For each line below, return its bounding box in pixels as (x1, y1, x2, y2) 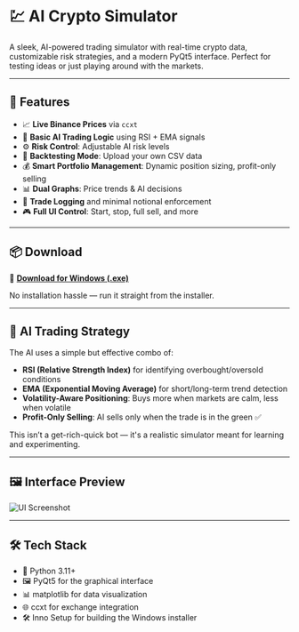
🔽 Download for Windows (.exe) (9, 272, 129, 284)
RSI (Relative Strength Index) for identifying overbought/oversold (21, 364, 264, 375)
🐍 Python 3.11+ (21, 565, 77, 576)
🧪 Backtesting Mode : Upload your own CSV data (21, 150, 203, 161)
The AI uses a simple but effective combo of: (9, 348, 174, 358)
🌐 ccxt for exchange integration (21, 602, 140, 612)
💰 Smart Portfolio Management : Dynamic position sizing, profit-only (21, 160, 277, 171)
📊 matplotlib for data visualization (21, 589, 148, 599)
